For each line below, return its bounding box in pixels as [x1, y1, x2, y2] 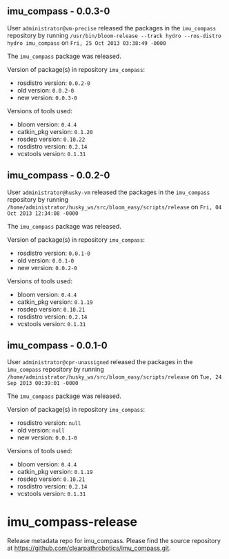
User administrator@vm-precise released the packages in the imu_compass [7, 23, 217, 32]
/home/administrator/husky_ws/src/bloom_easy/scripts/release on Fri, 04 [7, 202, 222, 211]
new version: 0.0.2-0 [17, 263, 77, 272]
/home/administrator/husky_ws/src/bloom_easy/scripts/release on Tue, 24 [7, 372, 222, 381]
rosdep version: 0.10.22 [17, 135, 86, 143]
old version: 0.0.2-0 [17, 86, 74, 94]
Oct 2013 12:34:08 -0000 [7, 210, 79, 217]
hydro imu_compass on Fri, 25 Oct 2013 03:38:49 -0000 [7, 38, 167, 47]
